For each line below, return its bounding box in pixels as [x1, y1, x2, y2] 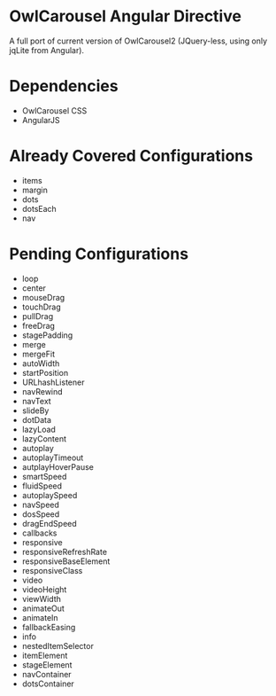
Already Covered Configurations [9, 146, 254, 166]
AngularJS [21, 114, 60, 125]
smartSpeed [21, 471, 67, 481]
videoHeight [21, 583, 67, 595]
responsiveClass [21, 565, 83, 575]
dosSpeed [21, 508, 60, 520]
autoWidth [21, 357, 60, 369]
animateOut [21, 603, 65, 614]
